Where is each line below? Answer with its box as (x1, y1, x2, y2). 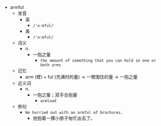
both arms (40, 62, 61, 68)
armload (40, 98, 57, 103)
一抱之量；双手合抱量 (32, 92, 77, 98)
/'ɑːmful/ (32, 23, 54, 28)
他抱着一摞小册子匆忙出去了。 (32, 115, 95, 121)
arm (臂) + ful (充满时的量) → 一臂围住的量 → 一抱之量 (25, 74, 138, 80)
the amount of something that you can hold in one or (40, 58, 156, 63)
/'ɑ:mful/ (32, 35, 54, 40)
